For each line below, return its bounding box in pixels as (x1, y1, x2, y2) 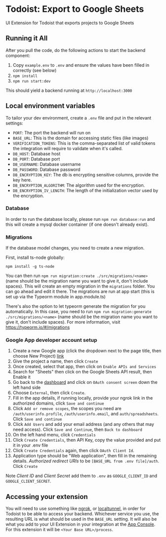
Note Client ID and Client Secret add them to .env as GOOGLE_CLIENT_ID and (5, 473, 158, 479)
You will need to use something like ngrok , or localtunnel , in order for (5, 505, 146, 512)
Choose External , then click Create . (12, 390, 86, 396)
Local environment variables (5, 102, 95, 110)
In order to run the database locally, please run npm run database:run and (5, 216, 155, 222)
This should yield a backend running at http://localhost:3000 (5, 87, 132, 93)
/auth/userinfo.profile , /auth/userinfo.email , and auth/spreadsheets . (12, 411, 159, 417)
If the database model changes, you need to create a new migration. (5, 245, 145, 251)
